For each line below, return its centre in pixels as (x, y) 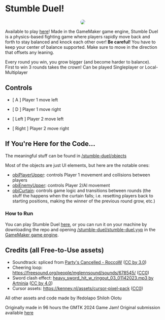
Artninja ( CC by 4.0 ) (33, 283)
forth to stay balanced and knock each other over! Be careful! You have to (81, 42)
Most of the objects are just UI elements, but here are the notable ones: (78, 165)
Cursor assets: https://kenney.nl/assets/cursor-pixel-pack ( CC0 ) (78, 288)
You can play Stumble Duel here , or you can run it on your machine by (76, 224)
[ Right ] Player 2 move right (41, 128)
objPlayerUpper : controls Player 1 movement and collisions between (81, 175)
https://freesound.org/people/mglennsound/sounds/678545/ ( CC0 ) (81, 272)
